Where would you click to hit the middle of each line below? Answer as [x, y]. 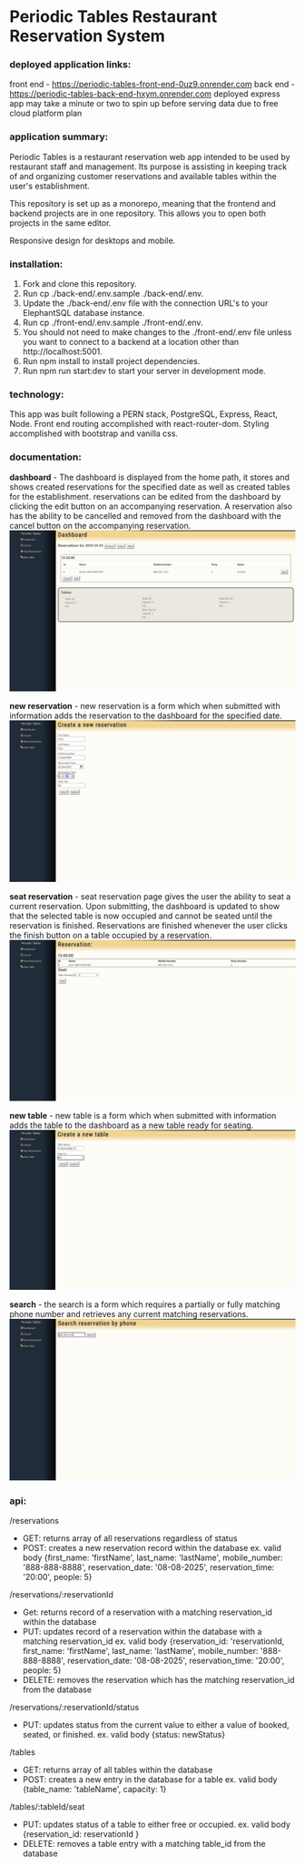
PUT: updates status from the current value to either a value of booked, [156, 1725]
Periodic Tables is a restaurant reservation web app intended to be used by [150, 157]
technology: [37, 395]
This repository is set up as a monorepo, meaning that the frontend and [143, 203]
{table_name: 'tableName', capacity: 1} [94, 1790]
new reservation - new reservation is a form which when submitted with [145, 706]
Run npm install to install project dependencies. [111, 361]
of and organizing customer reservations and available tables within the [143, 176]
